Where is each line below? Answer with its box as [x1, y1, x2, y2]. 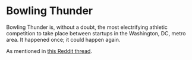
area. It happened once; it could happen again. [6, 36, 121, 43]
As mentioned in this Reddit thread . [6, 47, 92, 54]
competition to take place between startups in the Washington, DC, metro [6, 29, 186, 36]
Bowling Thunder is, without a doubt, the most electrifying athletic [6, 24, 168, 31]
